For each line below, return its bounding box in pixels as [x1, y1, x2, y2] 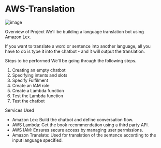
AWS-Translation [5, 3, 75, 15]
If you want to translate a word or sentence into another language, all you [5, 43, 151, 49]
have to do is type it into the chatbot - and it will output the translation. [5, 48, 145, 54]
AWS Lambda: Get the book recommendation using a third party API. [12, 122, 149, 128]
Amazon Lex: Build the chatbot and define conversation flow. [12, 117, 133, 122]
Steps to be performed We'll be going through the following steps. [5, 58, 137, 63]
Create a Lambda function [12, 88, 64, 93]
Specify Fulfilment [12, 77, 48, 83]
